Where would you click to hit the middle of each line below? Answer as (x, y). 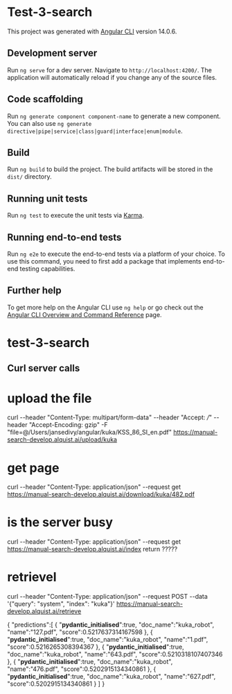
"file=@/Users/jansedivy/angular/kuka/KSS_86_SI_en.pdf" (89, 433)
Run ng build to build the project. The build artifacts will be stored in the (110, 169)
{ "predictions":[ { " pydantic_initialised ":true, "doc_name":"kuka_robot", (111, 625)
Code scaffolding (45, 99)
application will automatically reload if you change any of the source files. (112, 77)
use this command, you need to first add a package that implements (104, 261)
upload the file (50, 398)
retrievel (32, 577)
